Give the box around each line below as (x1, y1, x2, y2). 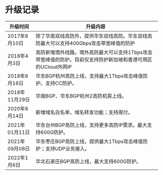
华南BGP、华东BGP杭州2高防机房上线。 (35, 93, 127, 99)
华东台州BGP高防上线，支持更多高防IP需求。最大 (35, 122, 147, 128)
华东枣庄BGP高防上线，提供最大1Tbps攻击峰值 (35, 138, 143, 144)
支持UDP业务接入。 (45, 145, 90, 152)
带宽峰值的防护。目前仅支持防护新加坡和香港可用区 (35, 56, 153, 63)
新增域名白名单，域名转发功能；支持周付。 (35, 109, 133, 115)
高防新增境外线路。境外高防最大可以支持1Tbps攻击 (35, 49, 153, 56)
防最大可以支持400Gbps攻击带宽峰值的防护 (35, 40, 135, 47)
